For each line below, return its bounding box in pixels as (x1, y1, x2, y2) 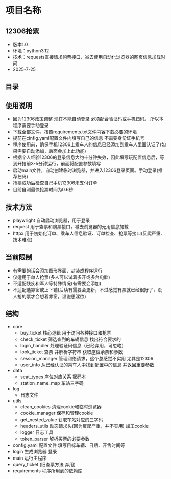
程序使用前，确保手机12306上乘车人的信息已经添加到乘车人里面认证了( (12, 141, 162, 148)
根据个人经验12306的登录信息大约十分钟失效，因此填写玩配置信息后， (12, 154, 160, 160)
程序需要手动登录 (12, 122, 49, 129)
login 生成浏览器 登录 (12, 448, 57, 454)
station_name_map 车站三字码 (20, 380, 84, 386)
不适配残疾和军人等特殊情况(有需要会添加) (12, 280, 102, 286)
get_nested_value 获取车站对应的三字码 (20, 416, 103, 423)
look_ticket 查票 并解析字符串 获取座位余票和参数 (20, 349, 123, 355)
